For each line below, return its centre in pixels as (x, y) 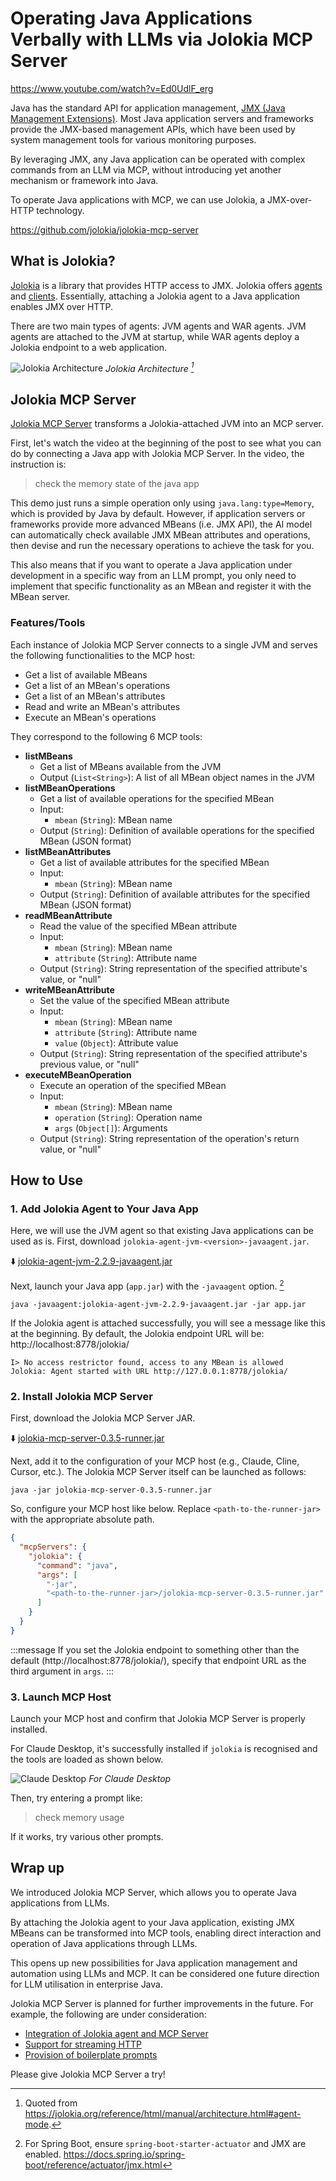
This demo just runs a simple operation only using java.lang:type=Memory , (162, 503)
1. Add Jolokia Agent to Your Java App (104, 1209)
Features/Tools (48, 623)
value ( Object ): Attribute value (116, 1043)
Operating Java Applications (131, 18)
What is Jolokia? (63, 261)
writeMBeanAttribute (69, 989)
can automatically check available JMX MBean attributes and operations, (160, 535)
